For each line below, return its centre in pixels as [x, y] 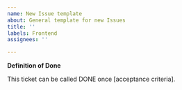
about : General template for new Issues [67, 20]
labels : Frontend [32, 33]
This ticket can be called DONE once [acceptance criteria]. [91, 79]
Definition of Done [34, 66]
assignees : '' [28, 40]
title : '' [22, 27]
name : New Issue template [44, 14]
